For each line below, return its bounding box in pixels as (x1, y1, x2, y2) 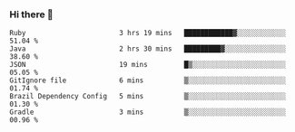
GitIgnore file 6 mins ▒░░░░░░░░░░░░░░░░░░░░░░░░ (9, 76, 286, 85)
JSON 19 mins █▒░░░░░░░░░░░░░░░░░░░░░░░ (9, 61, 286, 70)
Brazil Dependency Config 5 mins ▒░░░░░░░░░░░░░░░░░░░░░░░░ (9, 92, 286, 101)
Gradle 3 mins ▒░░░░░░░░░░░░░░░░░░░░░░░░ (9, 108, 286, 117)
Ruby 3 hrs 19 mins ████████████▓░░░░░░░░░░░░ (9, 29, 286, 38)
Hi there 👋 (9, 8, 54, 21)
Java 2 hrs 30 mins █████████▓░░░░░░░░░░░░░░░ (9, 44, 286, 53)
